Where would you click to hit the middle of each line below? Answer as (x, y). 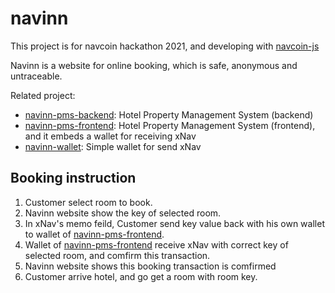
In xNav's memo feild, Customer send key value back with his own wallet (174, 223)
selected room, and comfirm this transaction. (117, 255)
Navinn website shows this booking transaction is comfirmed (150, 266)
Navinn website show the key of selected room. (123, 213)
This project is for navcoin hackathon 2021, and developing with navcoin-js (165, 46)
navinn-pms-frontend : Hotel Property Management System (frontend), (170, 125)
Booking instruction (73, 178)
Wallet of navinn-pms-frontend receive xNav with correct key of (156, 244)
